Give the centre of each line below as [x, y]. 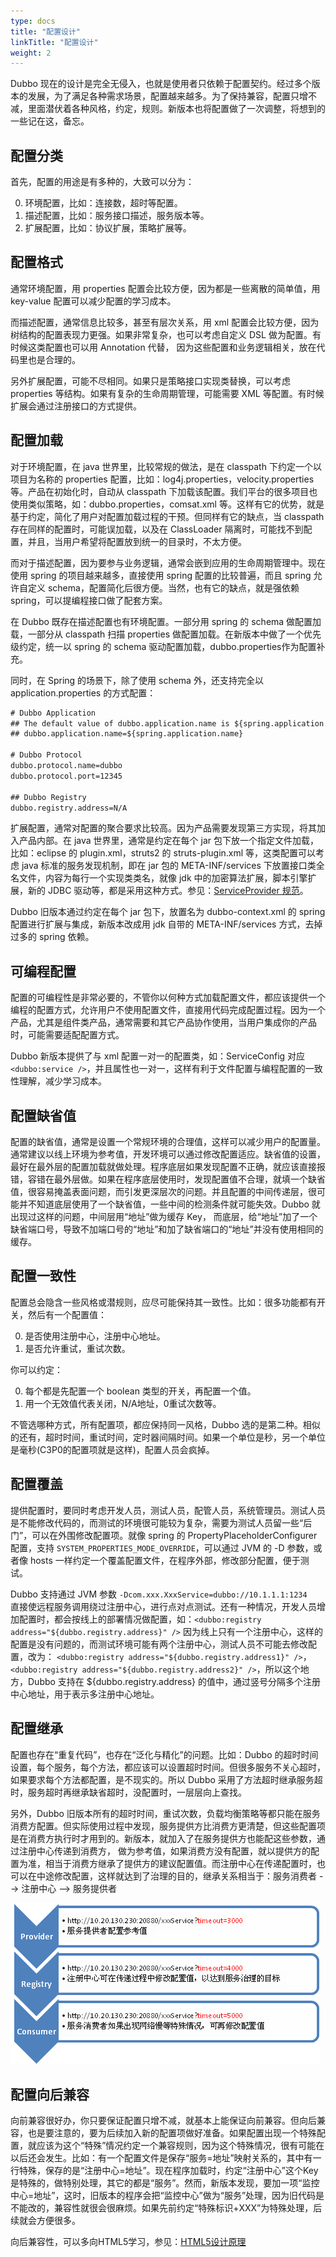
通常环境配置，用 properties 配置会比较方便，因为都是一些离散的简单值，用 [165, 288]
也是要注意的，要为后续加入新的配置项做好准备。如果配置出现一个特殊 [172, 2133]
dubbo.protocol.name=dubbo [66, 766]
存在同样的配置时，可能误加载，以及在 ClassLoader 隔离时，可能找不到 [157, 529]
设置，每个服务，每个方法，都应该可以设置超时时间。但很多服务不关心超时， [168, 1767]
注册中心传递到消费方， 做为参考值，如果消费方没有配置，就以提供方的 [164, 1851]
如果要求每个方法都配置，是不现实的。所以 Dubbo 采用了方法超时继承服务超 [166, 1779]
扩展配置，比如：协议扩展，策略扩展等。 [108, 228]
